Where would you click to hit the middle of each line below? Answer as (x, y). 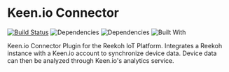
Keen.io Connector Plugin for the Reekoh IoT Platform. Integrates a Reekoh (115, 45)
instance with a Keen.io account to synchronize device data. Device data (112, 53)
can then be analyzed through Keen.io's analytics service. (91, 60)
